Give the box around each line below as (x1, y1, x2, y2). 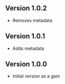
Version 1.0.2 (5, 4, 47, 13)
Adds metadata (12, 45, 44, 51)
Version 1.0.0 (5, 60, 47, 68)
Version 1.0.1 (5, 32, 45, 41)
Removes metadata (12, 17, 52, 23)
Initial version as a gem (12, 73, 60, 79)
